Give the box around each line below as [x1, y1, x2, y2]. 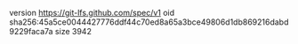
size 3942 [54, 26, 92, 36]
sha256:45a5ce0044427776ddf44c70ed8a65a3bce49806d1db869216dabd [9, 17, 289, 27]
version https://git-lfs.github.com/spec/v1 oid [9, 8, 175, 18]
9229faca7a [9, 26, 53, 36]
